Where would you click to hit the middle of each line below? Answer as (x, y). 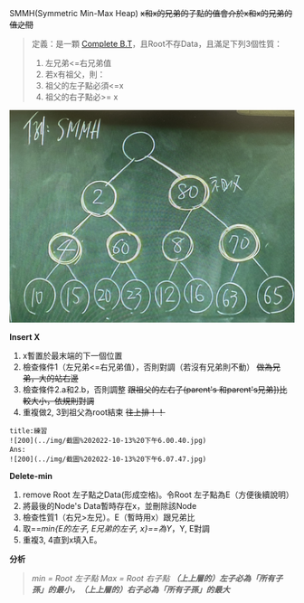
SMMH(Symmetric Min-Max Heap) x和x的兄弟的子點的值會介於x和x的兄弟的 (151, 13)
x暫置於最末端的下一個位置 (72, 355)
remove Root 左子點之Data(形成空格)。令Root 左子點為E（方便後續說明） (158, 495)
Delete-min (31, 476)
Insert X (25, 336)
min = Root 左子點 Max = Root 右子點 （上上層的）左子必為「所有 (153, 578)
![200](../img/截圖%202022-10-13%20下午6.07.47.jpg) (108, 459)
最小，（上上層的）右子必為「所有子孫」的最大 (143, 589)
